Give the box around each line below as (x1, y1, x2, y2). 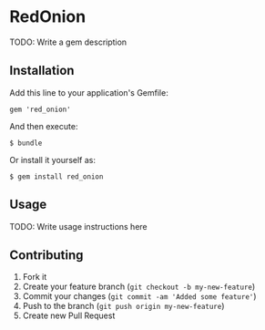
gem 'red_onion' (9, 105, 71, 114)
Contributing (9, 247, 84, 263)
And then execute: (9, 120, 78, 131)
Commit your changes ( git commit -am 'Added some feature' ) (22, 291, 257, 302)
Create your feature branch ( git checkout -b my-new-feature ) (22, 281, 256, 293)
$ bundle (9, 139, 43, 148)
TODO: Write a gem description (9, 36, 127, 47)
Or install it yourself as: (9, 154, 96, 165)
